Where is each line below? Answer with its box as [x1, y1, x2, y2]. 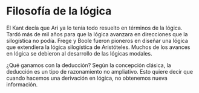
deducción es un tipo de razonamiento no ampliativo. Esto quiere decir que [6, 68, 194, 75]
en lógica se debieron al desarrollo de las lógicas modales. [6, 50, 152, 57]
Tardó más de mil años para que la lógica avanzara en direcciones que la [6, 30, 188, 37]
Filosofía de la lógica [6, 4, 112, 18]
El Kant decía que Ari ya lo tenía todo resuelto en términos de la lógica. [6, 24, 183, 31]
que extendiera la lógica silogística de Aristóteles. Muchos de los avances [6, 43, 191, 51]
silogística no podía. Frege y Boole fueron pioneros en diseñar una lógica [6, 37, 189, 44]
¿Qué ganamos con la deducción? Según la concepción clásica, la [6, 62, 171, 69]
